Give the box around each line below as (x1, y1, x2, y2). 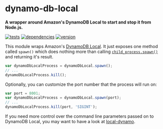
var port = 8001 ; (5, 91, 41, 96)
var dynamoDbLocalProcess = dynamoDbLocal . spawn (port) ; (5, 95, 121, 101)
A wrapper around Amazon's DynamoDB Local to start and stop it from (5, 19, 151, 25)
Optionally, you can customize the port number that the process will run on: (5, 81, 157, 87)
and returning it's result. (5, 53, 54, 59)
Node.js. (5, 24, 23, 30)
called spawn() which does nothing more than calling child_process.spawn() (5, 49, 158, 54)
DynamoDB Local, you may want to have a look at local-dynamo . (5, 119, 136, 125)
